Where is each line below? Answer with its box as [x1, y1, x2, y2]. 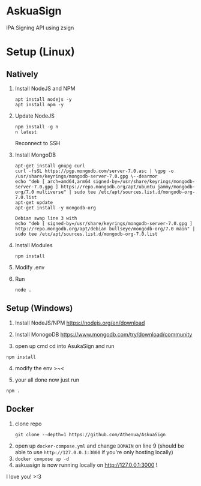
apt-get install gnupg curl [14, 163, 85, 169]
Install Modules [14, 241, 53, 248]
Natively [6, 69, 38, 79]
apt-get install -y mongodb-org [14, 205, 96, 211]
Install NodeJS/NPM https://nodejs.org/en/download [14, 319, 145, 326]
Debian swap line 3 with [14, 215, 77, 221]
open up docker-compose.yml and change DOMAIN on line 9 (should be [14, 442, 184, 449]
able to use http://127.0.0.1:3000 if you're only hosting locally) [14, 448, 174, 455]
